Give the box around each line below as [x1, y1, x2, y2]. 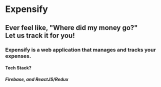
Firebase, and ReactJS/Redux [5, 76, 68, 82]
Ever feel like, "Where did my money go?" [5, 23, 138, 32]
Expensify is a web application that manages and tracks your [5, 46, 156, 53]
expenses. [5, 52, 31, 59]
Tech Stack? [5, 65, 31, 71]
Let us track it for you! [5, 31, 75, 39]
